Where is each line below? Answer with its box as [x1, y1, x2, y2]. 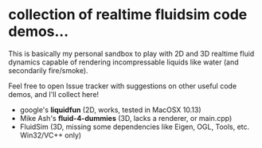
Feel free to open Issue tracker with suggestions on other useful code [8, 81, 237, 91]
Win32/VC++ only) [19, 130, 82, 140]
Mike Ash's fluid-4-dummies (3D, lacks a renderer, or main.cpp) [19, 113, 233, 123]
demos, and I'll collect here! [8, 89, 100, 99]
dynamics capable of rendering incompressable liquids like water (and [8, 57, 239, 67]
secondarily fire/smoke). [8, 65, 89, 75]
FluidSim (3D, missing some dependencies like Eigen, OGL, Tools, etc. [19, 122, 250, 131]
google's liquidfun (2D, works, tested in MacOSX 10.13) [19, 105, 201, 115]
